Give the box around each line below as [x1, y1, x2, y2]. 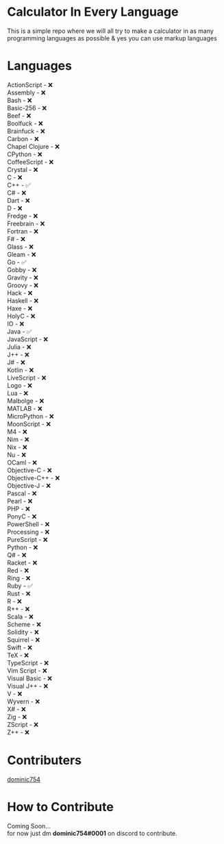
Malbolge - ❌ [7, 397, 45, 405]
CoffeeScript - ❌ [7, 158, 54, 166]
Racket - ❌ [7, 558, 38, 567]
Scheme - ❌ [7, 620, 41, 628]
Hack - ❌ [7, 288, 33, 297]
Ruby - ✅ [7, 582, 33, 590]
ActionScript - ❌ [7, 80, 53, 89]
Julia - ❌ [7, 343, 32, 351]
